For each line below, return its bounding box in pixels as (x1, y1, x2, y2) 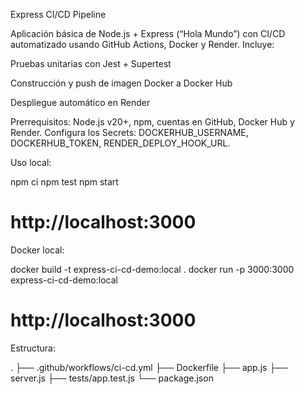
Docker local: (10, 244, 65, 256)
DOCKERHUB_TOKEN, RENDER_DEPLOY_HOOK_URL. (10, 137, 231, 149)
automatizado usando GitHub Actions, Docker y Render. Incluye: (10, 39, 275, 50)
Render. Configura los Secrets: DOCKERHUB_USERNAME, (10, 127, 249, 138)
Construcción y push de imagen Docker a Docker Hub (10, 77, 233, 89)
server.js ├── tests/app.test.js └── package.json (10, 372, 214, 384)
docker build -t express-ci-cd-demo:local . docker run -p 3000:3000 (10, 263, 295, 275)
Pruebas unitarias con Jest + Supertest (10, 58, 172, 69)
